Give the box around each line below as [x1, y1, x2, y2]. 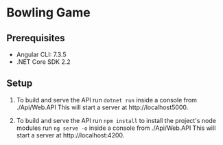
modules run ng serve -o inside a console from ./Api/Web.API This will [16, 124, 216, 132]
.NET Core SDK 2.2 [16, 58, 71, 66]
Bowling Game [6, 5, 91, 21]
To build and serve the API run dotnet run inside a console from [16, 96, 197, 104]
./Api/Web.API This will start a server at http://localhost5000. [16, 103, 189, 111]
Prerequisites [6, 32, 65, 44]
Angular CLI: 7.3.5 [16, 50, 67, 58]
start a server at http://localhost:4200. [16, 131, 125, 139]
